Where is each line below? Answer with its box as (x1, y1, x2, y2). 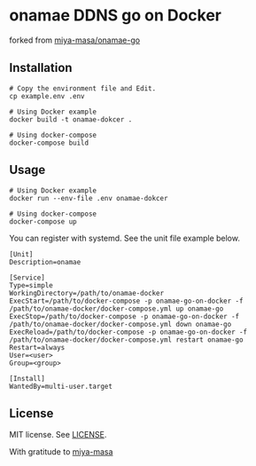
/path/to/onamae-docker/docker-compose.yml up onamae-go (9, 304, 224, 313)
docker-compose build (9, 138, 89, 147)
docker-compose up (9, 217, 77, 226)
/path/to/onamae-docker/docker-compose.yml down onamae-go (9, 320, 232, 328)
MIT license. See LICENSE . (9, 430, 107, 440)
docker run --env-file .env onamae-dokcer (9, 194, 168, 202)
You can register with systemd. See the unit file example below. (9, 233, 241, 243)
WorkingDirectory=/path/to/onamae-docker (9, 288, 165, 297)
